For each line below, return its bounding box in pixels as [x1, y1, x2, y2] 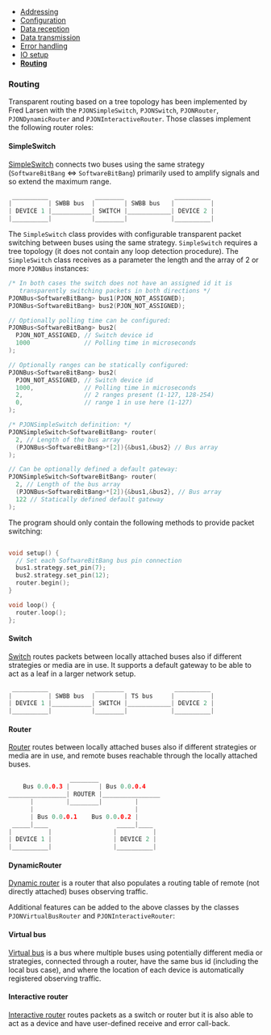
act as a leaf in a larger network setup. [8, 669, 136, 678]
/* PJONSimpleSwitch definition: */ [8, 420, 131, 429]
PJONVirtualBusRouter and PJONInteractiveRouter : [8, 911, 176, 921]
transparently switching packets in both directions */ [19, 286, 211, 294]
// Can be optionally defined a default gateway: [8, 465, 179, 474]
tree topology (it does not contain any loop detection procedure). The [8, 247, 240, 256]
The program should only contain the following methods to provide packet [8, 517, 255, 527]
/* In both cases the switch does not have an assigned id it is [8, 279, 232, 287]
